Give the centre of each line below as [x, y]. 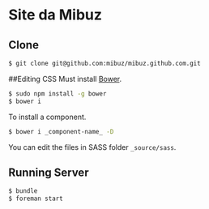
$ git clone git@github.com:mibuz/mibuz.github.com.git [104, 63]
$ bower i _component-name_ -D [61, 131]
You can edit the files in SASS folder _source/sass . [92, 147]
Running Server [49, 172]
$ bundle [23, 191]
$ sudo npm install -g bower [58, 94]
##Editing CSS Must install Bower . [65, 79]
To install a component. [47, 117]
